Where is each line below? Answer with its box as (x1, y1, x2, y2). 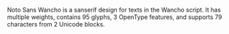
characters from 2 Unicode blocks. (7, 20, 105, 28)
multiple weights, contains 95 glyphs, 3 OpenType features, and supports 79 (7, 13, 222, 21)
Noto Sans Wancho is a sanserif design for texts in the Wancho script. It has (7, 6, 221, 14)
